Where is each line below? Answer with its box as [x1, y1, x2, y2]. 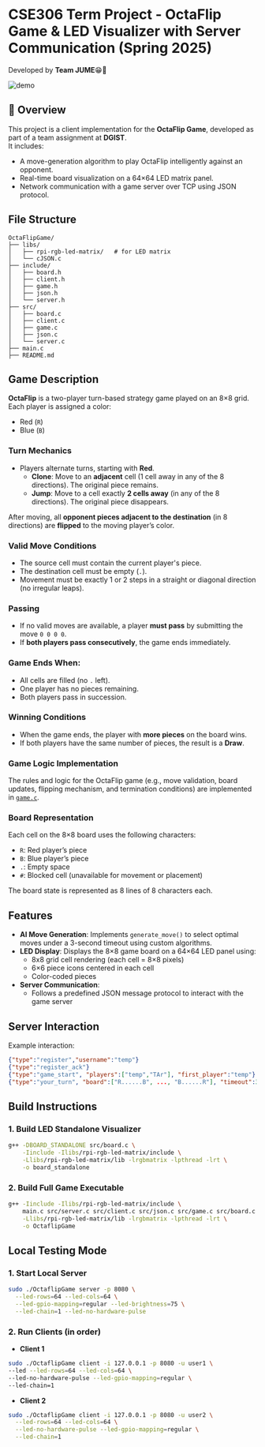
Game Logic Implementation [8, 758, 118, 769]
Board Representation [8, 812, 94, 823]
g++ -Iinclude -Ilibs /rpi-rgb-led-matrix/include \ [8, 1200, 181, 1209]
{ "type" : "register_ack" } [8, 1063, 90, 1071]
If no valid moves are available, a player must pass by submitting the [19, 621, 243, 631]
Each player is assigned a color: [8, 402, 112, 411]
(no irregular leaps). [19, 583, 84, 593]
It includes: [8, 141, 44, 151]
